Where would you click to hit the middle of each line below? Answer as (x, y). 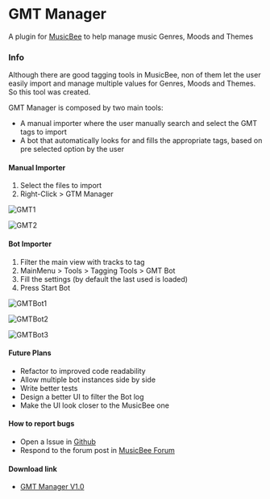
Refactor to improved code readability (83, 371)
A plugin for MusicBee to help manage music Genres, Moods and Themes (131, 36)
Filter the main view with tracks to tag (82, 262)
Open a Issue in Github (58, 442)
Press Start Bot (45, 287)
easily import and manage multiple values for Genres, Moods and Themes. (132, 84)
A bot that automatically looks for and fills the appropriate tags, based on (141, 140)
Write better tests (49, 388)
